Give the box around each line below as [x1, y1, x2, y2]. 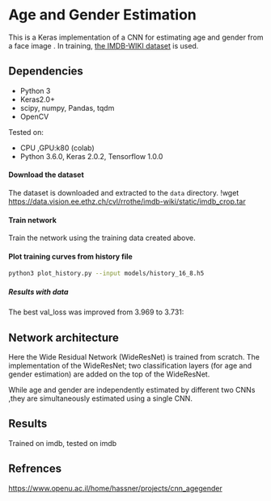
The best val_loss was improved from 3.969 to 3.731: [8, 307, 184, 317]
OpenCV [19, 112, 49, 121]
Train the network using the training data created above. [8, 233, 196, 243]
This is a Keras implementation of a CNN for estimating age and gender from [8, 32, 264, 42]
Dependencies [8, 65, 83, 78]
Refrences [8, 462, 62, 476]
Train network [8, 215, 57, 225]
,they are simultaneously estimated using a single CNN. [8, 394, 193, 403]
